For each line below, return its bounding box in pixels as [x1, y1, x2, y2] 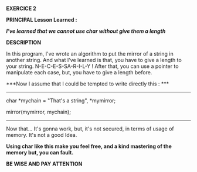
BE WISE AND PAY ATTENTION [6, 160, 83, 167]
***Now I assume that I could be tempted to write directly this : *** [6, 80, 169, 87]
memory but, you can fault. [6, 149, 74, 156]
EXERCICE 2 [6, 5, 36, 12]
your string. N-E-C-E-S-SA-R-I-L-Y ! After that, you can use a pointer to [6, 63, 179, 70]
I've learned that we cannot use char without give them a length [6, 27, 166, 35]
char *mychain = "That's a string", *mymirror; [6, 97, 116, 104]
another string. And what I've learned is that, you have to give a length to [6, 57, 182, 63]
